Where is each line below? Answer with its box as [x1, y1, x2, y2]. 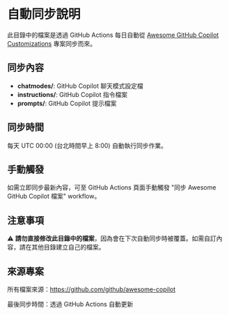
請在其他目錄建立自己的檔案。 [19, 243, 105, 252]
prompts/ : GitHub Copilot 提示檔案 [17, 99, 117, 107]
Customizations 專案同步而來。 [7, 39, 96, 47]
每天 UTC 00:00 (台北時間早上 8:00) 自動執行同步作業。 [7, 141, 167, 150]
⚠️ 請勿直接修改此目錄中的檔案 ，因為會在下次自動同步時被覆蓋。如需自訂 [7, 234, 217, 243]
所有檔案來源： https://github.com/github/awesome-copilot [7, 285, 176, 293]
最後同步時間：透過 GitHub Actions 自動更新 [7, 300, 134, 308]
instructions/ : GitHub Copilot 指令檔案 [17, 90, 127, 98]
